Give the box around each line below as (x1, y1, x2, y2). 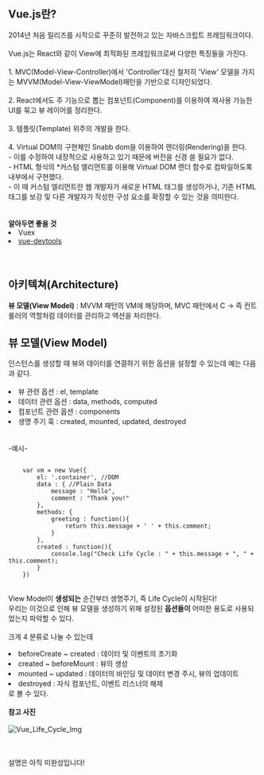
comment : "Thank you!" (50, 494, 130, 503)
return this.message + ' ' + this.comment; (64, 522, 212, 531)
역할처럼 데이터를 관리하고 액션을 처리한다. (29, 310, 161, 320)
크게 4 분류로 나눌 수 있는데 (8, 632, 94, 642)
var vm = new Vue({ (22, 466, 87, 475)
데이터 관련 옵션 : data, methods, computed (18, 397, 157, 407)
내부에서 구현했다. (8, 172, 64, 181)
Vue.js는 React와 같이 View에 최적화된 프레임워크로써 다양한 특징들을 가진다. (8, 49, 248, 58)
